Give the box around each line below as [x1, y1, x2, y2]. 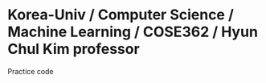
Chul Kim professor [7, 40, 140, 58]
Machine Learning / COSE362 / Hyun [7, 23, 259, 41]
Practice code [7, 66, 54, 76]
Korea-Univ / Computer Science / [7, 6, 235, 24]
